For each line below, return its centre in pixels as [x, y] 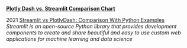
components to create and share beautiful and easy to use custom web [94, 33]
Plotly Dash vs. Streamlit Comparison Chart [61, 9]
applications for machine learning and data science [70, 39]
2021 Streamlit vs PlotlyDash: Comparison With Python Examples [85, 20]
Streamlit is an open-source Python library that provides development [91, 26]
